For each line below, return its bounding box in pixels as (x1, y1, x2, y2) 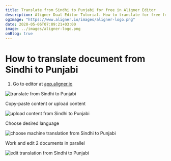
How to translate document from (5, 53, 146, 65)
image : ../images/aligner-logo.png (5, 26, 81, 32)
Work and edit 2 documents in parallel (5, 140, 85, 146)
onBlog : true (5, 31, 33, 36)
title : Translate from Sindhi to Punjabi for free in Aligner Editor (5, 7, 156, 13)
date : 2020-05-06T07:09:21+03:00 (5, 21, 76, 27)
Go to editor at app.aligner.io (12, 81, 73, 87)
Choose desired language (5, 120, 60, 126)
